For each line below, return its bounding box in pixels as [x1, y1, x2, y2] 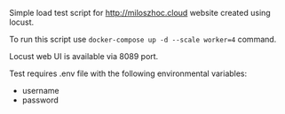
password [21, 95, 59, 105]
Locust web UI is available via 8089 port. [9, 51, 159, 61]
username [21, 86, 59, 95]
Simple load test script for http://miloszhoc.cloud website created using [9, 8, 271, 18]
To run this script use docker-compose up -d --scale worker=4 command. [9, 34, 277, 44]
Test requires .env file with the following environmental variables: [9, 68, 248, 79]
